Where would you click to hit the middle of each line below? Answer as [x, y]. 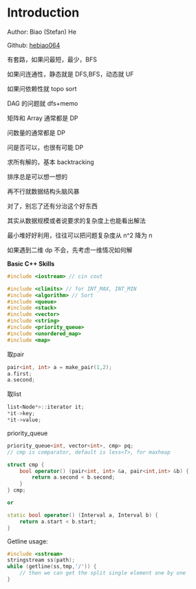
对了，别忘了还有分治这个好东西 [52, 206]
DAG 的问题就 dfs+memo [43, 103]
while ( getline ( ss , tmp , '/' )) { [52, 567]
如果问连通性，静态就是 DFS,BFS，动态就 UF [70, 74]
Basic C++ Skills [31, 263]
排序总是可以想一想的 [37, 177]
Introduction [43, 13]
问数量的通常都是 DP [36, 132]
